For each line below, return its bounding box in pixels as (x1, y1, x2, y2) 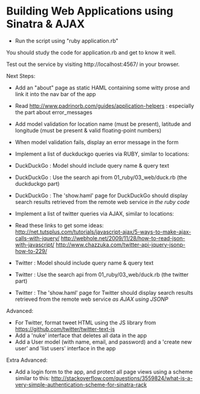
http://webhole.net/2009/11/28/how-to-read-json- (60, 234, 185, 241)
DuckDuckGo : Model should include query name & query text (15, 162, 169, 169)
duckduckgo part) (15, 180, 60, 187)
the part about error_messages (15, 108, 92, 116)
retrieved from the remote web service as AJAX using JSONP (15, 295, 169, 303)
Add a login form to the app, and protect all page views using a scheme (15, 368, 193, 375)
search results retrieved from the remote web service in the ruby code (15, 198, 190, 205)
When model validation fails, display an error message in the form (15, 138, 179, 146)
